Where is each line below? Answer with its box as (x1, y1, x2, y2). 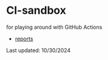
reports (14, 35, 34, 42)
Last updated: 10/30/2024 (6, 46, 71, 54)
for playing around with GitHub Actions (6, 23, 103, 31)
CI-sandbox (6, 4, 67, 17)
